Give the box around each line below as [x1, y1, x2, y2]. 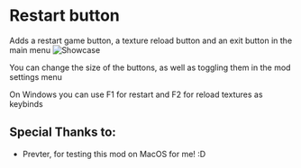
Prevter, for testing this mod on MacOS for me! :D [22, 148, 206, 159]
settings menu [9, 71, 63, 82]
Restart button [9, 5, 120, 26]
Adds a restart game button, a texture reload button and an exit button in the [9, 35, 293, 46]
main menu [9, 44, 51, 55]
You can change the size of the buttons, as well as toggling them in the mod [9, 62, 291, 73]
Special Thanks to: [9, 125, 117, 140]
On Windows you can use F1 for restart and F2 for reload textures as [9, 89, 263, 100]
